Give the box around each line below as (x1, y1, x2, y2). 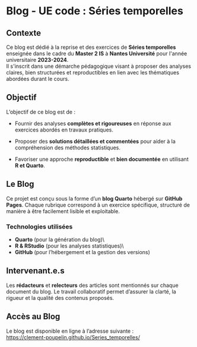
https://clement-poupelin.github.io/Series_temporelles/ (6, 333, 141, 340)
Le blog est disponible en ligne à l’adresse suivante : (6, 327, 134, 335)
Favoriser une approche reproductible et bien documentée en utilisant (14, 155, 189, 162)
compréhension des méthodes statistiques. (14, 144, 120, 151)
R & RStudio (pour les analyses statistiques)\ (14, 242, 124, 249)
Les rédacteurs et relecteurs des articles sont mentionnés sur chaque (6, 282, 179, 289)
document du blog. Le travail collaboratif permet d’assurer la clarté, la (6, 287, 176, 295)
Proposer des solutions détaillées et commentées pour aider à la (14, 137, 176, 145)
